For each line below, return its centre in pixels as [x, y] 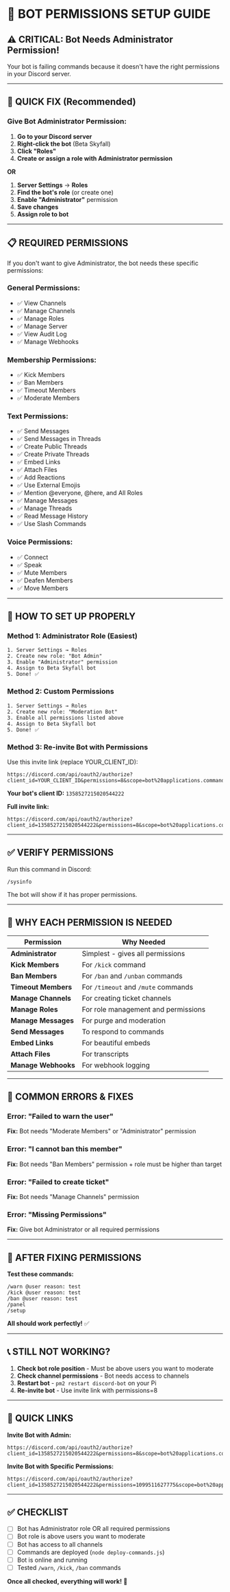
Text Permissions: [38, 416]
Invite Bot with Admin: [39, 1435]
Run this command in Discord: [50, 869]
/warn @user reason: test [44, 1286]
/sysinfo [20, 882]
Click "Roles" [37, 151]
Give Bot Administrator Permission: [67, 122]
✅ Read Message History [52, 516]
